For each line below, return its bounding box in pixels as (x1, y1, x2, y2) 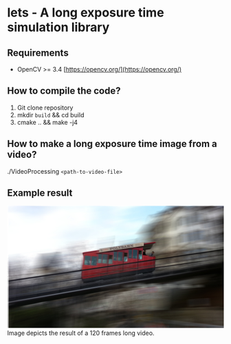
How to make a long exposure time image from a (7, 138, 218, 150)
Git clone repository (16, 103, 74, 112)
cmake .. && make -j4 (16, 118, 78, 126)
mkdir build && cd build (16, 110, 85, 119)
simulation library (7, 19, 110, 35)
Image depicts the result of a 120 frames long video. (7, 329, 155, 337)
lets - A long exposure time (7, 5, 164, 21)
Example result (7, 188, 73, 199)
